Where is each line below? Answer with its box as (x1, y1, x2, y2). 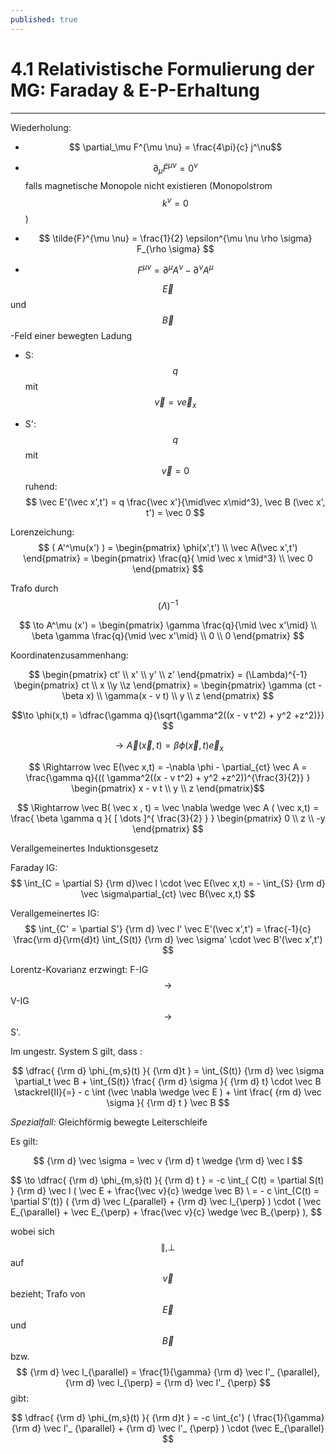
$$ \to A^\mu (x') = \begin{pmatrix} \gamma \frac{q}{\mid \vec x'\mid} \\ (18, 619, 318, 631)
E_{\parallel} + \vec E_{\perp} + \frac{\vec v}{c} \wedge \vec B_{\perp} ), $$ (10, 1206, 323, 1218)
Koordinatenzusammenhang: (10, 649, 129, 661)
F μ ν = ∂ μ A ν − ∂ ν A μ (137, 262, 214, 276)
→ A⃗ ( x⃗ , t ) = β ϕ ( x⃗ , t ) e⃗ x (114, 739, 224, 753)
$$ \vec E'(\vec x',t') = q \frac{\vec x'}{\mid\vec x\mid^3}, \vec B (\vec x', (25, 496, 326, 508)
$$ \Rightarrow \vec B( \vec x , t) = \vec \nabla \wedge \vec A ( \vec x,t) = (16, 801, 320, 813)
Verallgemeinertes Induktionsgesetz (10, 842, 159, 854)
